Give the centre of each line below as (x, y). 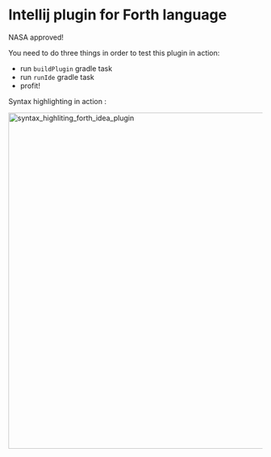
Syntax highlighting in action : (58, 101)
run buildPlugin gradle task (66, 68)
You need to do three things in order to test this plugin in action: (114, 52)
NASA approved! (36, 37)
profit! (30, 86)
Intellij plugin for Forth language (118, 15)
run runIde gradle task (57, 77)
